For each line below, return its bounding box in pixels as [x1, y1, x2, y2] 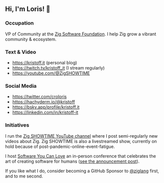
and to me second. [5, 173, 43, 179]
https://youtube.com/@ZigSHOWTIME [12, 70, 90, 76]
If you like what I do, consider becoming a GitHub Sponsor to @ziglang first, [5, 168, 159, 174]
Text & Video [5, 48, 36, 55]
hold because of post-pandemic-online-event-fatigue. [5, 144, 115, 149]
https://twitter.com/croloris [12, 94, 67, 100]
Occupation [5, 20, 34, 27]
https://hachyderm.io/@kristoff [12, 99, 75, 105]
